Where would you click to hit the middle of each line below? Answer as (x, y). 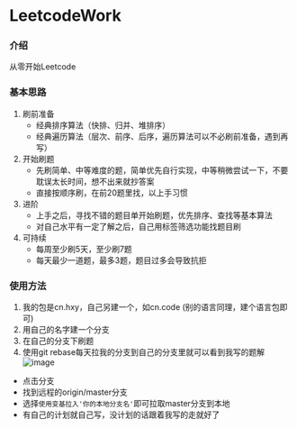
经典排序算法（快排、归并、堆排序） (103, 125)
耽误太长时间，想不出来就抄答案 (95, 181)
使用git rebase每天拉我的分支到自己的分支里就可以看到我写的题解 (144, 352)
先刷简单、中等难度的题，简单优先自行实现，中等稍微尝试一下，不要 (162, 170)
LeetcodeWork (65, 16)
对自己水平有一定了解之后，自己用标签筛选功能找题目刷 (138, 226)
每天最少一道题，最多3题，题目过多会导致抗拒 (121, 260)
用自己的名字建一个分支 (66, 330)
